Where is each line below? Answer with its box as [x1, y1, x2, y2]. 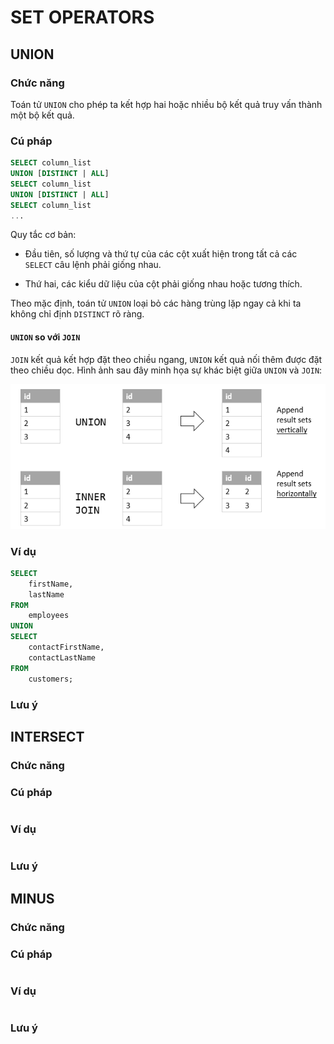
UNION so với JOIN [10, 331, 81, 343]
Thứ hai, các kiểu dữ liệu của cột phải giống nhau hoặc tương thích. [24, 278, 303, 290]
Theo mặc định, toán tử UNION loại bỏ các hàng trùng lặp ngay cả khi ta [10, 297, 302, 310]
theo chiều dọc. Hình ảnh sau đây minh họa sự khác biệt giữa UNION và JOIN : [10, 364, 323, 376]
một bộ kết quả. [10, 109, 75, 121]
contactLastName [28, 652, 97, 663]
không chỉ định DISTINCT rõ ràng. [10, 308, 145, 320]
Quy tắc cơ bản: [10, 229, 77, 241]
